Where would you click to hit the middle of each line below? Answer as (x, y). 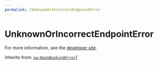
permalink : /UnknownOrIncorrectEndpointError (53, 10)
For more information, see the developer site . (51, 48)
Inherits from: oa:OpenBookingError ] (41, 57)
